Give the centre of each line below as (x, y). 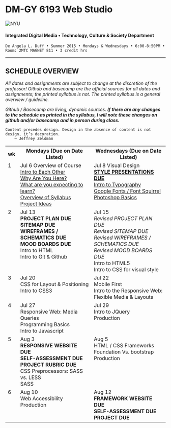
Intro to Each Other (43, 172)
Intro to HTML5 (112, 263)
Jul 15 (102, 212)
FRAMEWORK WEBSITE (123, 398)
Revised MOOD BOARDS (123, 250)
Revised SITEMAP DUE (121, 231)
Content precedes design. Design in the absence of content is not (78, 129)
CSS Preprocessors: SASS (51, 371)
